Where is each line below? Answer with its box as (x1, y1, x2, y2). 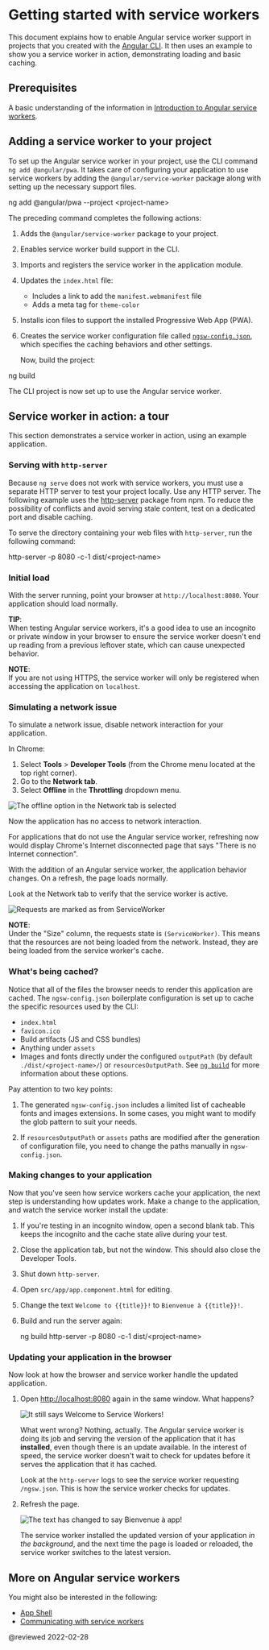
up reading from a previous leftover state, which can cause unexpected (8, 640, 246, 649)
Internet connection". (8, 849, 79, 859)
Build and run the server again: (19, 1316, 122, 1325)
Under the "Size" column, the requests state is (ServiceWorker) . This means (8, 929, 260, 939)
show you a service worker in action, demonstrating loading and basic (8, 49, 242, 59)
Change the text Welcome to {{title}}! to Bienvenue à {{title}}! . (19, 1300, 243, 1310)
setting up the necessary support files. (8, 181, 137, 191)
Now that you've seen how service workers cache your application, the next (8, 1188, 261, 1197)
